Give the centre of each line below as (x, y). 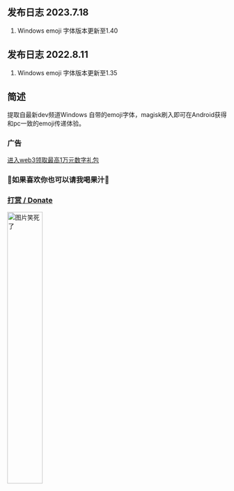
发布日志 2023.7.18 (48, 13)
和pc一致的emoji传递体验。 (46, 123)
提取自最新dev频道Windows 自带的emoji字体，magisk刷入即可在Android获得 (117, 115)
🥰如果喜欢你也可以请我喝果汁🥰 (58, 180)
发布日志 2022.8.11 (48, 55)
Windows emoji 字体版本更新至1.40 (68, 31)
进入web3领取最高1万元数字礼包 (53, 159)
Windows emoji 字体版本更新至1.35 (67, 72)
